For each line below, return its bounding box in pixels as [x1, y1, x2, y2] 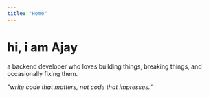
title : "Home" [7, 10, 48, 17]
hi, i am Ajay [7, 39, 78, 55]
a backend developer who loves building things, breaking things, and [7, 62, 202, 71]
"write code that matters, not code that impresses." [7, 83, 153, 91]
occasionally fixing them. [7, 69, 78, 77]
